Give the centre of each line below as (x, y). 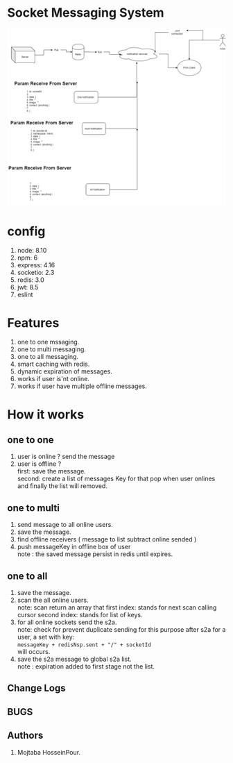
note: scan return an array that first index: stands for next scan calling (117, 607)
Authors (25, 736)
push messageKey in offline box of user (74, 547)
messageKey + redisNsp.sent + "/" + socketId (84, 645)
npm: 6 (27, 258)
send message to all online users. (65, 525)
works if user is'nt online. (53, 379)
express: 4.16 (36, 265)
